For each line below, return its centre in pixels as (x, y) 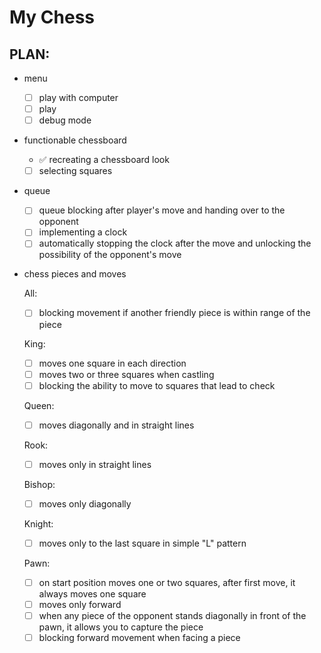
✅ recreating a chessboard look (104, 160)
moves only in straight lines (95, 464)
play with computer (78, 97)
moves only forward (80, 604)
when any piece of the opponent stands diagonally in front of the (172, 616)
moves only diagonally (85, 503)
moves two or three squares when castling (126, 374)
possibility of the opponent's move (110, 255)
